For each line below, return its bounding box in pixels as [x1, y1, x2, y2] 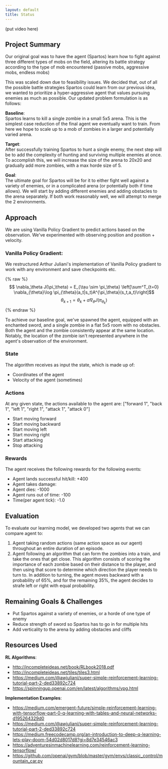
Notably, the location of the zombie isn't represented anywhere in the [5, 333, 148, 339]
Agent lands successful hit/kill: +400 [12, 476, 88, 482]
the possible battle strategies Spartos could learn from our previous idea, [5, 85, 156, 91]
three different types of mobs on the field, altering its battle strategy [5, 59, 145, 65]
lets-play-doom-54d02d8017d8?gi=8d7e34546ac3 [12, 736, 118, 742]
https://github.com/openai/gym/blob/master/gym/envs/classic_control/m [12, 752, 163, 758]
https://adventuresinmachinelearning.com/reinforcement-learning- [12, 742, 150, 748]
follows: [5, 101, 21, 107]
